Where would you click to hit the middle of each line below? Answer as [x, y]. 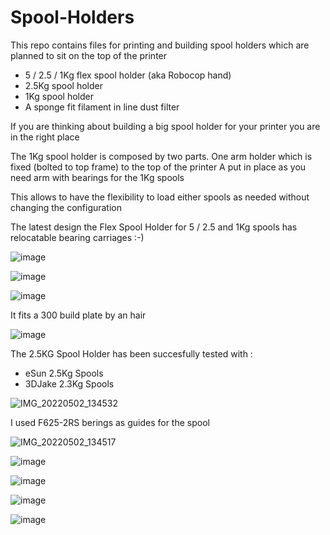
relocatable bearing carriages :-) [77, 237]
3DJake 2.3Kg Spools [69, 383]
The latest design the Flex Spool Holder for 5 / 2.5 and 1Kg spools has [154, 227]
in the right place [45, 137]
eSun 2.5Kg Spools [64, 373]
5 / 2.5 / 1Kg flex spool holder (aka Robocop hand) [128, 75]
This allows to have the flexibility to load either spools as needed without [160, 197]
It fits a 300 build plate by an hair [78, 315]
